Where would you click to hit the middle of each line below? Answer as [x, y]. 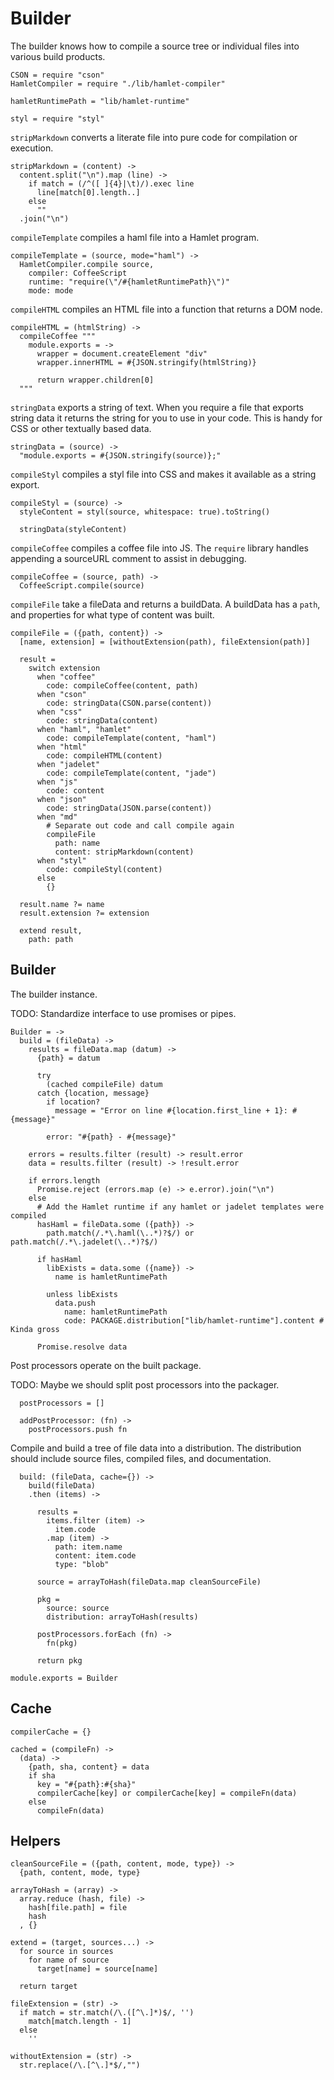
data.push [75, 1303]
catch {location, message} [93, 1093]
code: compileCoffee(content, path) [122, 685]
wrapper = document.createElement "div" [122, 353]
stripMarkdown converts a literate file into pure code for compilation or [154, 137]
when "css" [59, 712]
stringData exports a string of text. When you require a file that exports [157, 407]
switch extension [64, 668]
